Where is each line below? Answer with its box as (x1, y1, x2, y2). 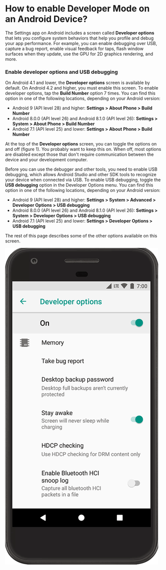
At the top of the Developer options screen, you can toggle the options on (5, 141, 157, 147)
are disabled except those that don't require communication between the (5, 151, 154, 157)
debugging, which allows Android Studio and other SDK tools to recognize (5, 172, 157, 178)
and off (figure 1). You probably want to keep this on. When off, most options (5, 146, 162, 152)
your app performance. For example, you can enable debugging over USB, (5, 40, 158, 46)
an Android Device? (5, 13, 88, 25)
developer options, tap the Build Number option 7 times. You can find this (5, 90, 156, 96)
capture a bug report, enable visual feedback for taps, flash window (5, 46, 144, 51)
